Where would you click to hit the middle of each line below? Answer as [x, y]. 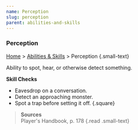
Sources [31, 114]
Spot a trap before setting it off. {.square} [65, 103]
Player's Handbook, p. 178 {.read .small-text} [75, 121]
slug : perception [27, 17]
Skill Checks [22, 79]
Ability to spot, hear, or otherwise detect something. [69, 67]
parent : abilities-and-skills [43, 22]
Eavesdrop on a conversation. [51, 90]
